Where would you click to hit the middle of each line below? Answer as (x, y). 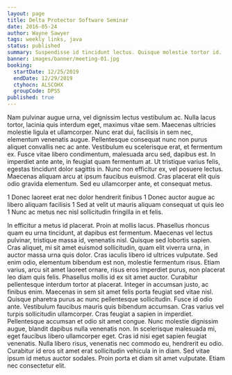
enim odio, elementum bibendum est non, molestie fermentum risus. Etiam (114, 262)
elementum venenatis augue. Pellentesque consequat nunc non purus (107, 139)
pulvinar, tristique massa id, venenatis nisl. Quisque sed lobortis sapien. (109, 240)
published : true (31, 98)
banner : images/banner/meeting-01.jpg (63, 59)
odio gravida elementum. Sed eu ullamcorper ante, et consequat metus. (110, 184)
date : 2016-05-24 (32, 26)
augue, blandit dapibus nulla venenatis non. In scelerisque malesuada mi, (112, 328)
